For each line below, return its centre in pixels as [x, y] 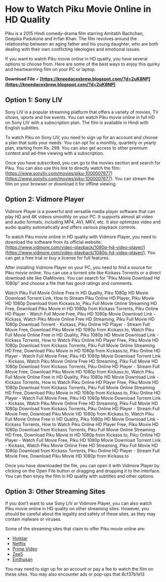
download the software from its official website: [54, 242]
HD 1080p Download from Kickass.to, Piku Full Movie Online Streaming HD [81, 303]
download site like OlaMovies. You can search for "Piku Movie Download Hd [83, 278]
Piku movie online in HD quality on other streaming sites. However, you [77, 509]
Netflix [19, 544]
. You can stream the [133, 178]
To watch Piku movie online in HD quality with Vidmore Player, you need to [81, 237]
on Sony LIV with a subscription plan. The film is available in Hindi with [77, 122]
